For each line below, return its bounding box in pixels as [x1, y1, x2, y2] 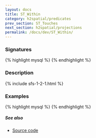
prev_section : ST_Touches [5, 21, 58, 26]
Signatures [5, 46, 32, 53]
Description [5, 69, 34, 76]
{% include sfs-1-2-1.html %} [5, 80, 64, 86]
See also [5, 115, 24, 121]
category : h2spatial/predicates [5, 16, 71, 21]
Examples [5, 92, 29, 99]
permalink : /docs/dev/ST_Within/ [5, 30, 73, 35]
